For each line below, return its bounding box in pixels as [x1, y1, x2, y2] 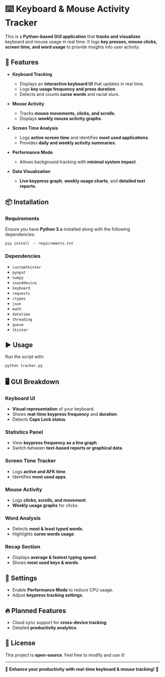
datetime [12, 312, 30, 317]
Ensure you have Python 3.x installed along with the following [5, 226, 130, 232]
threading [12, 317, 33, 322]
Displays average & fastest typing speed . [12, 555, 97, 560]
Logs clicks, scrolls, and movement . [12, 497, 87, 503]
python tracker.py [5, 363, 43, 368]
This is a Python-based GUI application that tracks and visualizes [5, 33, 141, 39]
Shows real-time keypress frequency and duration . [12, 411, 118, 417]
